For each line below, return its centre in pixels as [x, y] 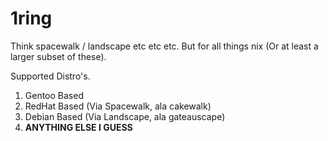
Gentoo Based [54, 95]
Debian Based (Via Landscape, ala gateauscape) [125, 116]
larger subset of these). [58, 56]
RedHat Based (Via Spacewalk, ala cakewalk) [118, 106]
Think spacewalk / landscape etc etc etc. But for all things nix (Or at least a [164, 46]
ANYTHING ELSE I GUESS [78, 127]
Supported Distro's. [50, 76]
